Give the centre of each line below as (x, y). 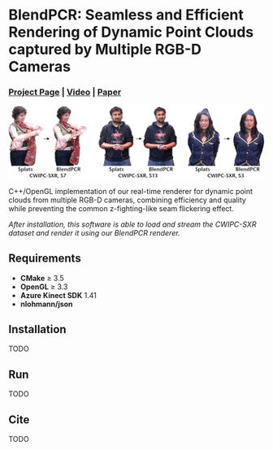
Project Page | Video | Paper (65, 93)
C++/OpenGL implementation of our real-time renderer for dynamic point (131, 191)
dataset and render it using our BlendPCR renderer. (94, 232)
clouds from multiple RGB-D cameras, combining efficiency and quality (127, 200)
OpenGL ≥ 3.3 (44, 287)
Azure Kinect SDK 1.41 (58, 295)
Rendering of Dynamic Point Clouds (131, 32)
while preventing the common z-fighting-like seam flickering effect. (121, 208)
